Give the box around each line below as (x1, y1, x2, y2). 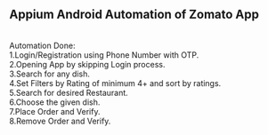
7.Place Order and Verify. (9, 106, 101, 116)
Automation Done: (9, 40, 76, 51)
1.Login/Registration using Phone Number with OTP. (9, 49, 199, 60)
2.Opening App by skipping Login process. (9, 59, 166, 69)
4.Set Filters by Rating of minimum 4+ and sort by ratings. (9, 77, 222, 88)
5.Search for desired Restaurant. (9, 87, 129, 98)
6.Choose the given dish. (9, 97, 101, 107)
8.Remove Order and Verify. (9, 115, 111, 126)
